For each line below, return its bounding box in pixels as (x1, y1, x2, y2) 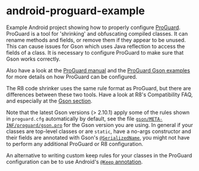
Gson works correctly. (6, 55, 61, 62)
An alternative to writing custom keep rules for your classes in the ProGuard (6, 151, 192, 159)
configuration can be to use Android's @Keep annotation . (6, 158, 143, 165)
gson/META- (135, 116, 163, 122)
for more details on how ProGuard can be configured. (6, 73, 138, 80)
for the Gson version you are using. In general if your (63, 121, 194, 128)
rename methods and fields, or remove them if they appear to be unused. (6, 36, 186, 43)
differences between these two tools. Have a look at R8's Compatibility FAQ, (6, 91, 193, 98)
